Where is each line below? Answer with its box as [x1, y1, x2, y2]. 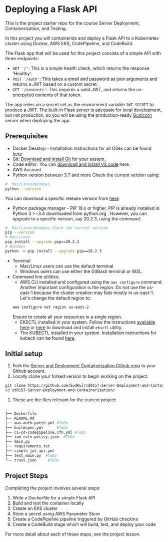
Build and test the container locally [12, 500, 84, 506]
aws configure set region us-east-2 [12, 305, 89, 310]
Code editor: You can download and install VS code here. [12, 161, 130, 167]
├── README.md [5, 416, 35, 421]
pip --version [5, 230, 35, 235]
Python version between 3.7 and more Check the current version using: [12, 172, 160, 178]
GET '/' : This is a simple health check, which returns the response [12, 65, 150, 71]
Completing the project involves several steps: [5, 485, 101, 491]
